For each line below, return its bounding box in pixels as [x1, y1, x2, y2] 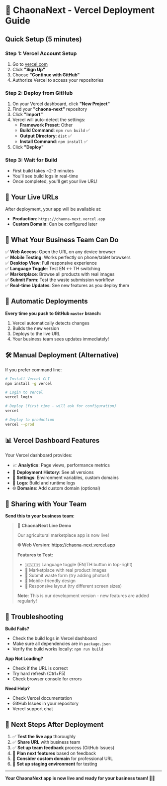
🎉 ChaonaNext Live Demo [17, 523, 72, 529]
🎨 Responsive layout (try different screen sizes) [24, 583, 122, 589]
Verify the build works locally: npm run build [12, 646, 103, 652]
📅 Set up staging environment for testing [12, 761, 98, 767]
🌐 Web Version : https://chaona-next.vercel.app [17, 542, 115, 548]
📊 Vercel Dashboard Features [5, 436, 100, 445]
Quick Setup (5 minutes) [5, 35, 82, 43]
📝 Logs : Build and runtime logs [12, 479, 76, 485]
